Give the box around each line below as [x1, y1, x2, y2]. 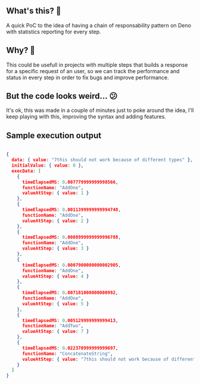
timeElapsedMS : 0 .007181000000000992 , [21, 290, 118, 296]
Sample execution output [6, 130, 102, 141]
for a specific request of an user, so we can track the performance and [6, 67, 180, 74]
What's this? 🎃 [6, 6, 61, 16]
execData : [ [11, 168, 42, 174]
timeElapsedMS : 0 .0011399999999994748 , [21, 207, 121, 213]
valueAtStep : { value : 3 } [21, 245, 89, 252]
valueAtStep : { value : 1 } [21, 190, 89, 196]
